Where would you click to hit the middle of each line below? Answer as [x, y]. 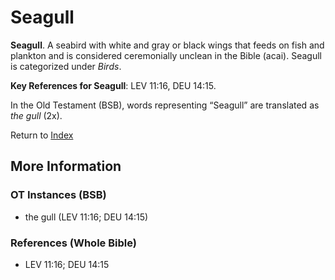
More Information [66, 166]
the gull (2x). [36, 115]
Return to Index [42, 135]
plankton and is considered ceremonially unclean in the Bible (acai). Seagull [166, 55]
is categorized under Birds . [66, 66]
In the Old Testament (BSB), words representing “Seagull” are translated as [165, 105]
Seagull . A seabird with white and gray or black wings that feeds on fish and [167, 45]
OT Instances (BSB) [58, 195]
